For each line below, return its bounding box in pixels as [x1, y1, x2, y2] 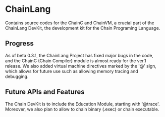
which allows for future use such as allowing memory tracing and [5, 68, 138, 74]
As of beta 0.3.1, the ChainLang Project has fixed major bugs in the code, [5, 52, 154, 58]
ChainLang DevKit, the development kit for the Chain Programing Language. [5, 25, 160, 31]
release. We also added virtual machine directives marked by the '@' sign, [5, 63, 157, 69]
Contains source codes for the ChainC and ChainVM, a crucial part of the [5, 20, 155, 26]
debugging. [5, 73, 29, 79]
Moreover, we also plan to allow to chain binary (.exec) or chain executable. [5, 106, 160, 112]
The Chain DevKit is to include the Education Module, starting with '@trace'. [5, 101, 160, 107]
